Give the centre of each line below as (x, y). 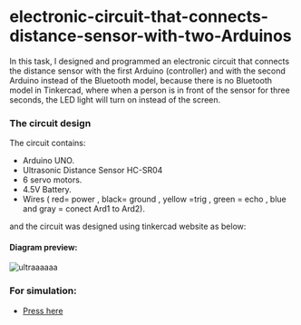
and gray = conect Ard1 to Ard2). (83, 209)
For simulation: (43, 291)
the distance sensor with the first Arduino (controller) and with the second (147, 71)
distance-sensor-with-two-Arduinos (150, 36)
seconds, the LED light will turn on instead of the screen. (115, 99)
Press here (43, 310)
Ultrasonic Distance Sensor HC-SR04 (92, 171)
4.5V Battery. (47, 190)
